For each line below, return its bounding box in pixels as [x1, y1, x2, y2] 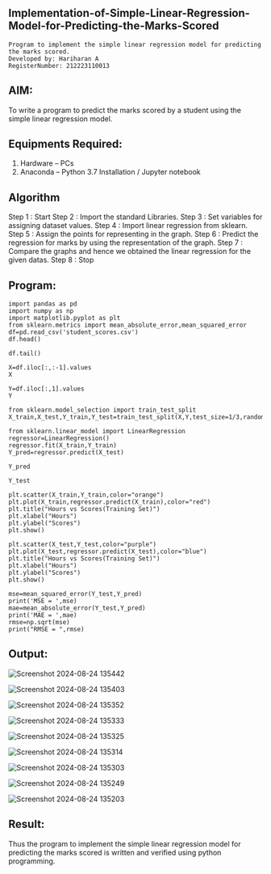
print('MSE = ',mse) [8, 597, 78, 606]
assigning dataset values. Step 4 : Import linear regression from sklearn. [8, 221, 248, 230]
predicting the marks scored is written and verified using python [8, 847, 222, 857]
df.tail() [8, 349, 42, 358]
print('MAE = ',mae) [8, 611, 78, 619]
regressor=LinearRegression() [8, 434, 110, 443]
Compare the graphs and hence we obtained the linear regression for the [8, 247, 252, 256]
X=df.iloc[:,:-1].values [8, 364, 92, 372]
